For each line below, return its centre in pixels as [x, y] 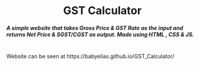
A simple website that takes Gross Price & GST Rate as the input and [95, 28]
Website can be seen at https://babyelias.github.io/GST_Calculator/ [91, 56]
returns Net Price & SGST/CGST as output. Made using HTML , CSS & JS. [100, 34]
